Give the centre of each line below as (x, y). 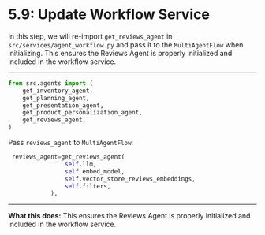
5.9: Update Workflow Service (109, 15)
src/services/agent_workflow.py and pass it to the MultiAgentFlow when (126, 44)
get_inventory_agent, (58, 91)
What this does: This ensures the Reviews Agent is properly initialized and (129, 216)
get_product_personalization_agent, (83, 113)
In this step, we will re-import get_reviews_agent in (90, 36)
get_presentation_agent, (63, 105)
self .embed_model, (95, 171)
